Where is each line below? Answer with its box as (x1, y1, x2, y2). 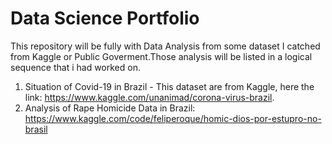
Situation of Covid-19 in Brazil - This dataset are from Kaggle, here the (24, 80, 315, 92)
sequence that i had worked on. (10, 61, 141, 73)
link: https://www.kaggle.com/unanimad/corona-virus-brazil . (24, 91, 275, 103)
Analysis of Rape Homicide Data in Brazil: (24, 102, 196, 114)
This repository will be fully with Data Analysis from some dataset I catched (10, 40, 321, 52)
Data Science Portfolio (10, 7, 200, 30)
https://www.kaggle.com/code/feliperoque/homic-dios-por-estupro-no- (24, 112, 322, 124)
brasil (24, 123, 48, 135)
